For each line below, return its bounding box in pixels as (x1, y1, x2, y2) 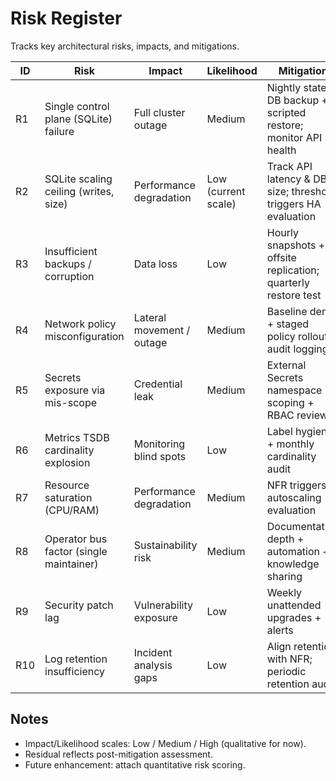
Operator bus (44, 532, 108, 546)
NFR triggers (266, 478, 327, 492)
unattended (266, 598, 322, 612)
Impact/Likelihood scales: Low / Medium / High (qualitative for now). (24, 737, 307, 749)
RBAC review (266, 408, 328, 422)
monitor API (266, 130, 323, 144)
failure (44, 124, 75, 138)
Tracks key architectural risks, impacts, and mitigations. (10, 40, 240, 52)
